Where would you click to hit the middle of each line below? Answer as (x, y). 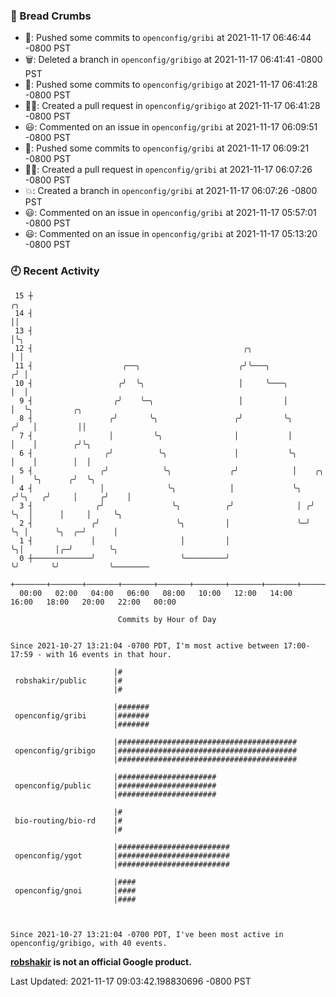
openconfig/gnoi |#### (75, 890)
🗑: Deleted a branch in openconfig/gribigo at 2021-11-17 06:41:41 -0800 (173, 60)
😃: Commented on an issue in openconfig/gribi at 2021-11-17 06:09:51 (171, 127)
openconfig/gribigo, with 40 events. (89, 943)
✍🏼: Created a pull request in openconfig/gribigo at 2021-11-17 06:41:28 (172, 106)
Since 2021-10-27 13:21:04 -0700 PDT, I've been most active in (147, 934)
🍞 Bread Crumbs (51, 16)
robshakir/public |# (68, 680)
